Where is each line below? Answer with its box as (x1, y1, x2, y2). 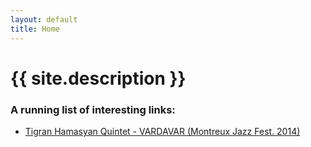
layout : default (10, 14, 78, 25)
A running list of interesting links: (10, 102, 176, 116)
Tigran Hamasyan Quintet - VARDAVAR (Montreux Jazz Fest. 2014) (24, 125, 301, 137)
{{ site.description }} (10, 67, 187, 90)
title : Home (10, 24, 60, 34)
